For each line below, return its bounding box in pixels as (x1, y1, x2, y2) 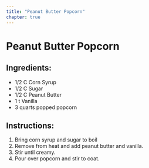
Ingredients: (6, 63, 52, 73)
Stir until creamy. (14, 149, 56, 156)
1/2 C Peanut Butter (14, 91, 62, 98)
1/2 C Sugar (14, 85, 43, 92)
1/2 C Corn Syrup (14, 78, 57, 85)
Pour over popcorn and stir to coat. (14, 155, 100, 162)
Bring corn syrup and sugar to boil (14, 136, 98, 143)
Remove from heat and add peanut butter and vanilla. (14, 143, 144, 150)
